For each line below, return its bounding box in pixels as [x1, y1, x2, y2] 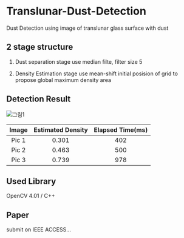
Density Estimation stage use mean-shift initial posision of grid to [15, 70, 178, 77]
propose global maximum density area [15, 76, 111, 83]
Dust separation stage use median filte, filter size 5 [15, 58, 143, 65]
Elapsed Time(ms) [94, 126, 148, 134]
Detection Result [6, 94, 71, 104]
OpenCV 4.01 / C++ [6, 192, 55, 200]
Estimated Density [33, 126, 88, 134]
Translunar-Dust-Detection [6, 4, 147, 18]
